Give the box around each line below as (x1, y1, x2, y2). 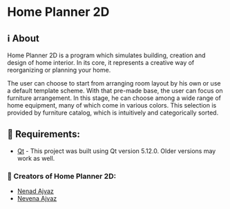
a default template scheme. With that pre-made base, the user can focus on (7, 87, 223, 94)
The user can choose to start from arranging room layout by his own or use (7, 79, 221, 87)
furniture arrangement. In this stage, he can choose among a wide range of (7, 94, 221, 102)
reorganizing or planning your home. (7, 66, 111, 74)
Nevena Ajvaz (17, 195, 57, 203)
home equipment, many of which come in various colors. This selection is (7, 101, 217, 109)
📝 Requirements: (7, 128, 81, 140)
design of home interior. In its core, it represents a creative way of (7, 59, 195, 66)
